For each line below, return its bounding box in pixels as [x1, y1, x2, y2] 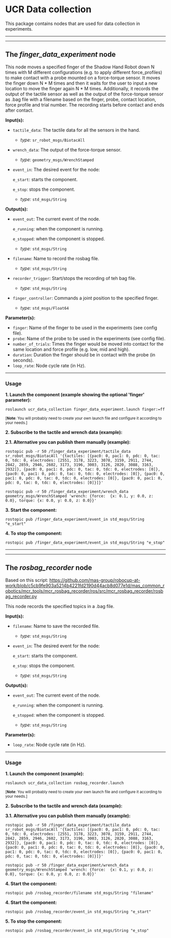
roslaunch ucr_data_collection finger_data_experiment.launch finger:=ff [5, 407, 165, 412]
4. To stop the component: [5, 530, 63, 537]
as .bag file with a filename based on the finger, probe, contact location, [5, 96, 156, 103]
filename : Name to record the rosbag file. [12, 255, 99, 261]
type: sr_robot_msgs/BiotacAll [20, 137, 85, 143]
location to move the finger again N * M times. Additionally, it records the [5, 85, 159, 91]
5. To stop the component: [5, 918, 62, 924]
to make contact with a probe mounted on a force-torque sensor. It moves [5, 74, 160, 81]
